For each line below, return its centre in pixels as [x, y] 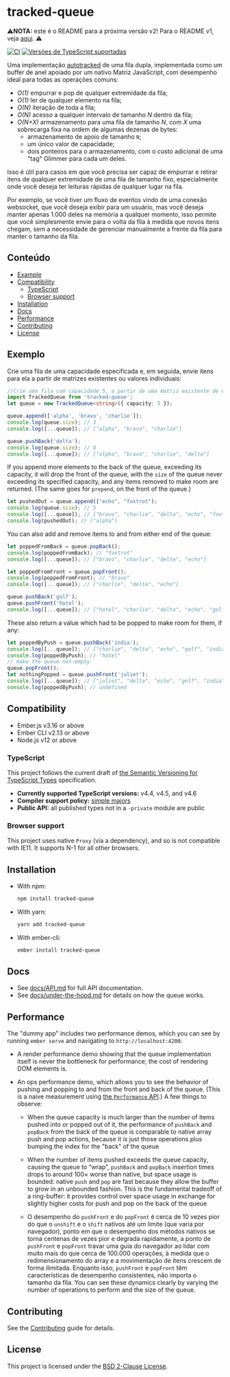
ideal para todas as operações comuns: [63, 79]
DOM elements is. [42, 1068]
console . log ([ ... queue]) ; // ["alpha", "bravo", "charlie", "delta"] [108, 454]
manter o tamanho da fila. [43, 236]
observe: [29, 1104]
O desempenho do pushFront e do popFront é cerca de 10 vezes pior [124, 1217]
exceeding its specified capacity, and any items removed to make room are [113, 482]
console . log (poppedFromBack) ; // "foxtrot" [70, 553]
